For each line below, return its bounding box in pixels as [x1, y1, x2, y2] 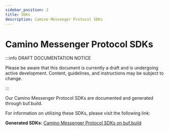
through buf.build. [5, 100, 43, 106]
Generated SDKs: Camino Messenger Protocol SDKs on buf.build [5, 120, 142, 126]
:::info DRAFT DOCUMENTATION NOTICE [5, 55, 91, 61]
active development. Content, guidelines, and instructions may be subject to [5, 70, 164, 76]
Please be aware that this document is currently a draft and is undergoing [5, 65, 158, 71]
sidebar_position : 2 [5, 7, 49, 13]
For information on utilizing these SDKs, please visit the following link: [5, 110, 150, 116]
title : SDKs [5, 12, 30, 17]
